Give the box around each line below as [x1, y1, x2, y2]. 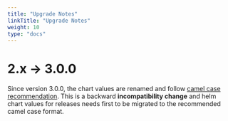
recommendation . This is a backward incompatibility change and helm [7, 92, 217, 100]
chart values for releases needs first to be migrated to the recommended [7, 100, 221, 108]
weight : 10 [7, 23, 40, 31]
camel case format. [7, 107, 64, 116]
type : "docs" [7, 30, 46, 38]
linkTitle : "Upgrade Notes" [7, 17, 91, 24]
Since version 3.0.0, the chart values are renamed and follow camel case [7, 85, 221, 93]
